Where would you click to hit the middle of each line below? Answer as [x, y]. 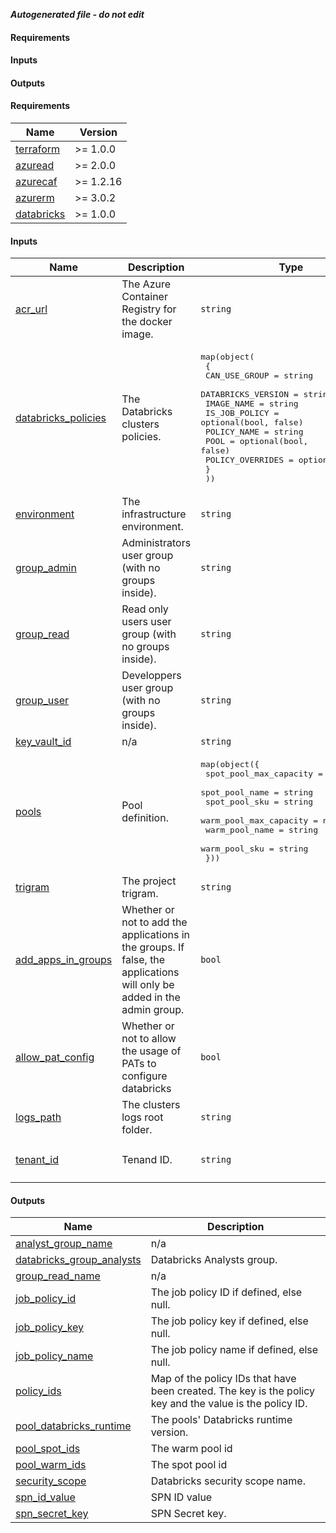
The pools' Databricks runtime [221, 1420]
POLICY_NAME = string [254, 432]
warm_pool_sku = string [254, 849]
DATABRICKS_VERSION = [249, 394]
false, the [143, 960]
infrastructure [154, 514]
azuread [35, 165]
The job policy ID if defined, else [226, 1292]
